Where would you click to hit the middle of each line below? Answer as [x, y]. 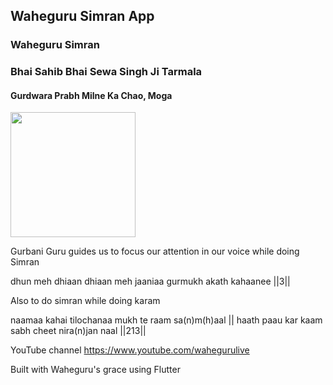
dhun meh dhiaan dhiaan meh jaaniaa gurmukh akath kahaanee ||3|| [150, 281]
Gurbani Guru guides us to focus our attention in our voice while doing [155, 251]
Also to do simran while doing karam [85, 301]
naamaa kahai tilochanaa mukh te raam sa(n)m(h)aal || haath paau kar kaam [166, 320]
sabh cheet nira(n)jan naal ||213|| [78, 331]
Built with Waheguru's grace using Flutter [95, 370]
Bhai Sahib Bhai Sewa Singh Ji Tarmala [106, 72]
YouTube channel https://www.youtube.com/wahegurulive [130, 350]
